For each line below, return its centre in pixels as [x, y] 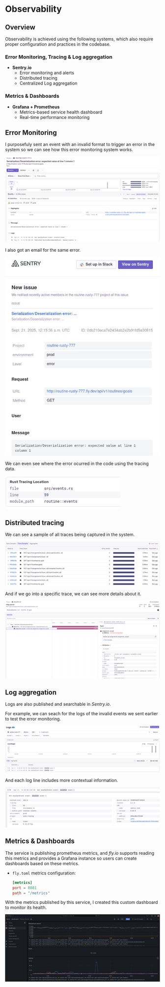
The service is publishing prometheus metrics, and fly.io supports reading [80, 853]
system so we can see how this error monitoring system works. [69, 150]
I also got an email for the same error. [43, 250]
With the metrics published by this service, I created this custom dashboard [82, 902]
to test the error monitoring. [33, 719]
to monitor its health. [26, 907]
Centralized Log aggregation [48, 83]
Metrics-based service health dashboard [61, 112]
